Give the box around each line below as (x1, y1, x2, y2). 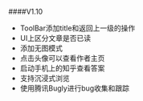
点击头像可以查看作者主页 (19, 54, 105, 63)
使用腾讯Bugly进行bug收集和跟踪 (19, 83, 130, 93)
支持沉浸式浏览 (19, 74, 70, 83)
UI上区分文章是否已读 (19, 34, 91, 42)
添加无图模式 (19, 43, 63, 53)
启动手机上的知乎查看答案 (19, 63, 105, 73)
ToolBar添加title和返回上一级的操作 (19, 23, 136, 33)
